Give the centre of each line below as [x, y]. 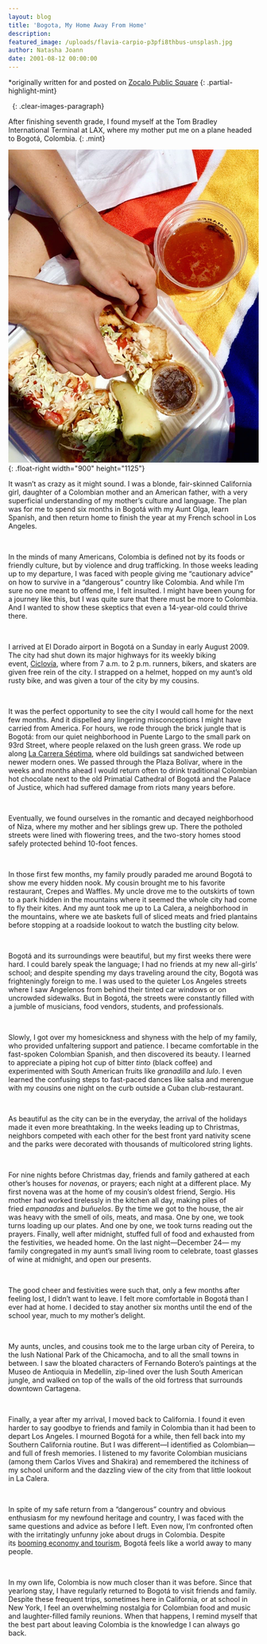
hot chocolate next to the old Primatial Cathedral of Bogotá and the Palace [130, 779]
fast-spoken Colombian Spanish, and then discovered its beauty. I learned [130, 1054]
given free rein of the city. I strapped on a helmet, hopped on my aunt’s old [130, 673]
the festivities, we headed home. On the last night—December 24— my [125, 1243]
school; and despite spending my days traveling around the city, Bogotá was [133, 973]
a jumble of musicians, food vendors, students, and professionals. [116, 1006]
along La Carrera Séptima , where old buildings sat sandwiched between [126, 754]
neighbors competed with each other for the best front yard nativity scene [130, 1136]
